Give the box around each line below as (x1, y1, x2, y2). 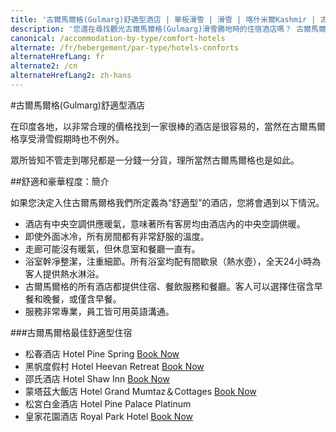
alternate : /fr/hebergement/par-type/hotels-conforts (10, 42, 240, 53)
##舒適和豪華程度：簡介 (10, 175, 110, 187)
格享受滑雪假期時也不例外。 (10, 132, 125, 145)
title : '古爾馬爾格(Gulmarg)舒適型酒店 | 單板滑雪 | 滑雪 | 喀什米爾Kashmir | (10, 14, 317, 25)
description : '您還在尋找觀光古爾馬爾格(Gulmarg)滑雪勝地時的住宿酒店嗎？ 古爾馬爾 (10, 24, 327, 34)
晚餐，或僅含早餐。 (42, 292, 122, 305)
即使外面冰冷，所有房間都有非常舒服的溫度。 (24, 230, 210, 242)
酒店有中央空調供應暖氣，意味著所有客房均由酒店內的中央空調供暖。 (24, 217, 306, 230)
